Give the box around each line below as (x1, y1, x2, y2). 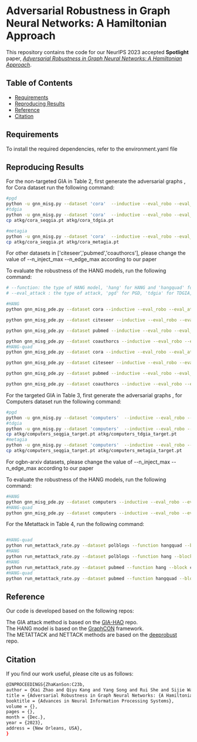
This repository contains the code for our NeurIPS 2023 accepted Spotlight (6, 48, 189, 55)
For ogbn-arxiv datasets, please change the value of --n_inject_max (6, 458, 171, 465)
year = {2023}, (6, 720, 43, 726)
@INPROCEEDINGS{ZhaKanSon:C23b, (6, 681, 85, 687)
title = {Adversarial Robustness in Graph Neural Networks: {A (6, 693, 164, 698)
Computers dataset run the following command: (6, 398, 122, 405)
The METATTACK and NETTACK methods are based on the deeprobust (6, 631, 178, 638)
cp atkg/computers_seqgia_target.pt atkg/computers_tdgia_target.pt (6, 431, 177, 437)
